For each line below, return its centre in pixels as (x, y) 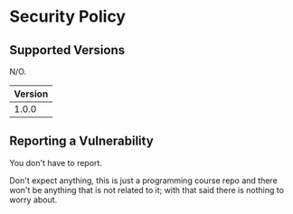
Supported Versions (67, 50)
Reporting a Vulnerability (81, 141)
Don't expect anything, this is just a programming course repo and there (143, 180)
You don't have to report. (56, 163)
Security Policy (68, 17)
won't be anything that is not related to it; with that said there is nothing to (147, 190)
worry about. (33, 200)
